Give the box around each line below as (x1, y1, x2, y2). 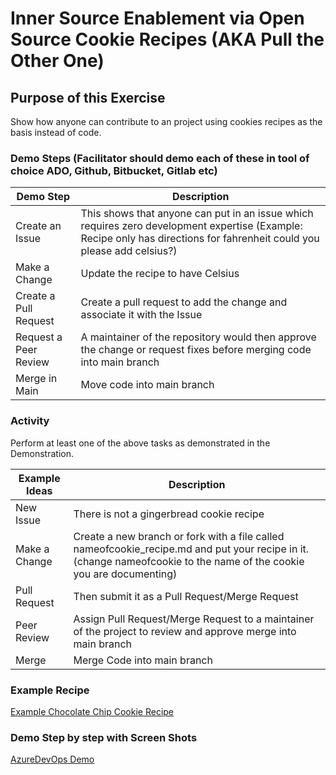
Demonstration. (10, 447, 74, 459)
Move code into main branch (80, 378, 215, 392)
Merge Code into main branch (73, 653, 213, 667)
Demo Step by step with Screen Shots (10, 730, 198, 744)
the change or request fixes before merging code (80, 343, 312, 357)
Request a (15, 330, 63, 344)
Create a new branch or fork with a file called (73, 529, 285, 543)
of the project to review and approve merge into (73, 624, 297, 638)
